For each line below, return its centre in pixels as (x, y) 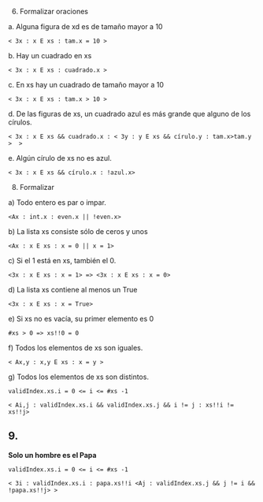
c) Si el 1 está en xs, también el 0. (62, 260)
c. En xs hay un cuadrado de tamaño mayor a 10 (86, 85)
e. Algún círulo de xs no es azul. (60, 158)
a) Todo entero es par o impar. (57, 203)
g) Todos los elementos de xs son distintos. (79, 377)
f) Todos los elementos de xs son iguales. (76, 348)
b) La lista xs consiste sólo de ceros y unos (78, 231)
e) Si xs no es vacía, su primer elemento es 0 (81, 319)
